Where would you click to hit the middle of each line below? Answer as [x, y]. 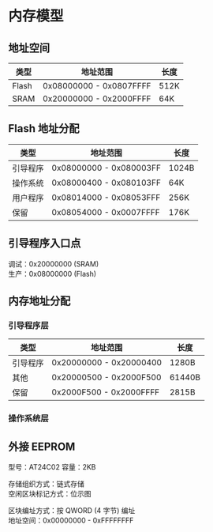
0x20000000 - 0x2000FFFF [97, 98]
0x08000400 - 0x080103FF [106, 183]
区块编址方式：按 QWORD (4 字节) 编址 [72, 511]
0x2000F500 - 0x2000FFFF [106, 392]
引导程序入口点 [45, 243]
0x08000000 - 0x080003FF [106, 168]
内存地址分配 [39, 301]
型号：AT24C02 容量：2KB [52, 467]
